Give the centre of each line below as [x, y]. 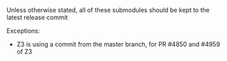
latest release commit [37, 17]
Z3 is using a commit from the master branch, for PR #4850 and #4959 [118, 44]
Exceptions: [23, 31]
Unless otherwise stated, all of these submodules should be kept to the [108, 10]
